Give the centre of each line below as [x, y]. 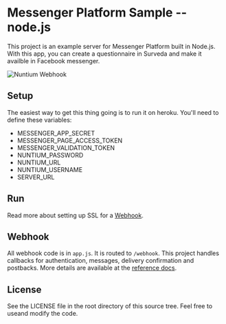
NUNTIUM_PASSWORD [50, 155]
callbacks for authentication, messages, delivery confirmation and [101, 261]
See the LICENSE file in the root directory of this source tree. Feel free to [110, 306]
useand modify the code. [43, 314]
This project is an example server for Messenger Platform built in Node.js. [111, 46]
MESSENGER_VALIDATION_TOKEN [66, 148]
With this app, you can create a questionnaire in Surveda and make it [104, 54]
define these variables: [39, 120]
